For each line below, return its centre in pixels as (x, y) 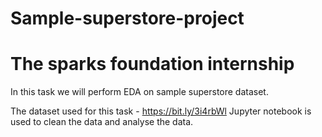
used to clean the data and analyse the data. (102, 122)
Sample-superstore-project (127, 18)
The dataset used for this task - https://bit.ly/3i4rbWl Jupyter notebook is (161, 111)
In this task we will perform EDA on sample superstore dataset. (139, 92)
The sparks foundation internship (152, 64)
